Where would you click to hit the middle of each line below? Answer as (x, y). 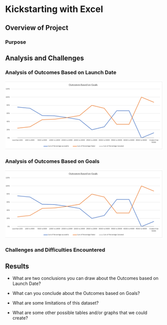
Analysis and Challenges (45, 58)
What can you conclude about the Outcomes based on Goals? (76, 293)
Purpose (16, 42)
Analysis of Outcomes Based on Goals (52, 161)
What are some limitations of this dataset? (55, 303)
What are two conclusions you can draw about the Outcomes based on (85, 278)
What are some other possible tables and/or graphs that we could (80, 313)
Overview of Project (37, 28)
